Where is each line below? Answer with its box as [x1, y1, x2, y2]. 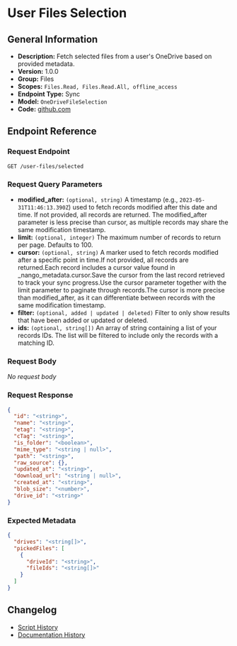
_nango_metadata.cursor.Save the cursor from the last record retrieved [17, 270, 225, 279]
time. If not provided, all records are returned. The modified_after [17, 210, 207, 219]
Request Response [7, 390, 74, 400]
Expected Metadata [7, 515, 76, 525]
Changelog [7, 604, 57, 616]
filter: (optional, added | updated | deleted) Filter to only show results [17, 308, 231, 317]
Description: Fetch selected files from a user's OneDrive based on [17, 52, 212, 60]
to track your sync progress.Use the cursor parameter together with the [17, 278, 227, 287]
